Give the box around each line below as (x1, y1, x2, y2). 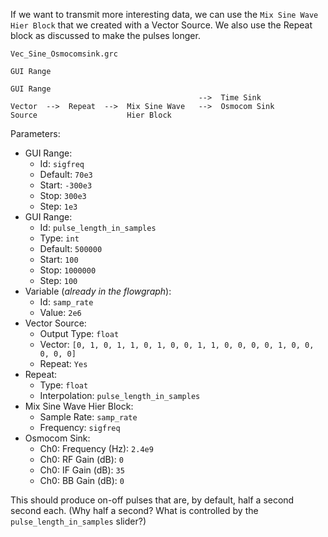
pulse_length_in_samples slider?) (10, 515, 147, 527)
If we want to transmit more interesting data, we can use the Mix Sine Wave (10, 9, 319, 20)
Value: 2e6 (39, 307, 82, 318)
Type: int (39, 232, 80, 244)
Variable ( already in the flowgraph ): (24, 285, 172, 297)
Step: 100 (39, 275, 78, 286)
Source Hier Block (10, 110, 172, 120)
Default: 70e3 (39, 169, 93, 180)
